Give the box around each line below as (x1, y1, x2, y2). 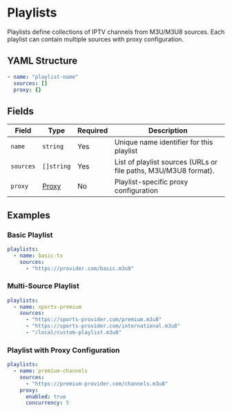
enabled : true (25, 393, 67, 400)
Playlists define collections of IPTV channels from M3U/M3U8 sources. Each (7, 28, 225, 36)
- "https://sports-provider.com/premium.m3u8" (25, 316, 162, 323)
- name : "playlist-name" (7, 73, 79, 80)
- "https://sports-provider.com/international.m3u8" (25, 323, 181, 329)
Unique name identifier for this (114, 137, 213, 147)
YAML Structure (7, 55, 78, 67)
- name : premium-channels (13, 367, 88, 374)
